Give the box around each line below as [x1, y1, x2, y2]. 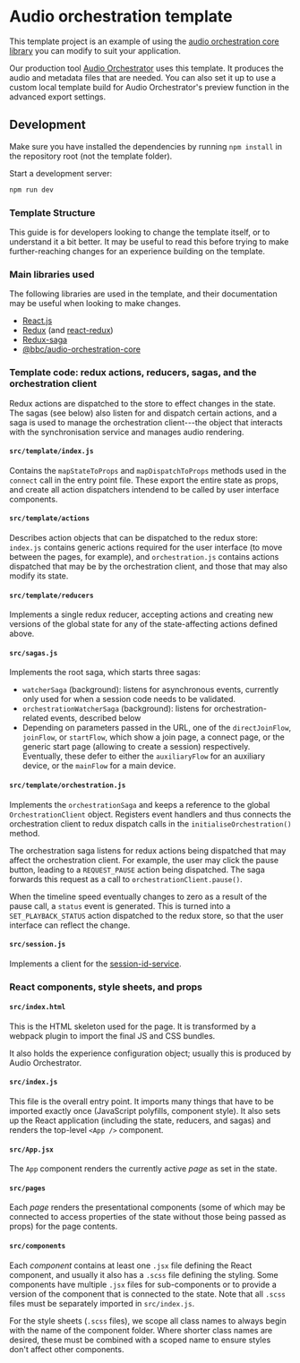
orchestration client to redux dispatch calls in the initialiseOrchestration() [9, 818, 292, 829]
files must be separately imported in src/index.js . [9, 1298, 195, 1308]
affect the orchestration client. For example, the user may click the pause [9, 854, 279, 865]
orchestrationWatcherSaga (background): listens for [21, 703, 212, 714]
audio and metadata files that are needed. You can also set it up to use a [9, 72, 276, 82]
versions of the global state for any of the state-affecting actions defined [9, 619, 278, 630]
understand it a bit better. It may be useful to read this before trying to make [9, 236, 289, 247]
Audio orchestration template [9, 6, 233, 27]
